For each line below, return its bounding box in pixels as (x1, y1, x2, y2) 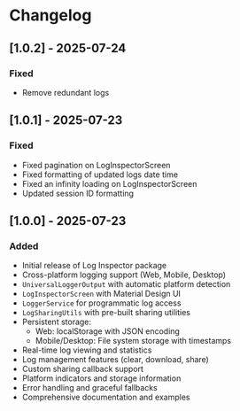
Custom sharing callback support (21, 364, 144, 375)
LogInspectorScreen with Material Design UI (21, 289, 182, 299)
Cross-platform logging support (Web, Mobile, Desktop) (21, 269, 227, 280)
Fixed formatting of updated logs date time (21, 169, 179, 180)
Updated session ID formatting (21, 188, 135, 198)
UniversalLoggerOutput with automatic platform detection (21, 279, 231, 290)
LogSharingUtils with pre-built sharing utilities (21, 307, 191, 318)
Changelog (9, 5, 92, 26)
